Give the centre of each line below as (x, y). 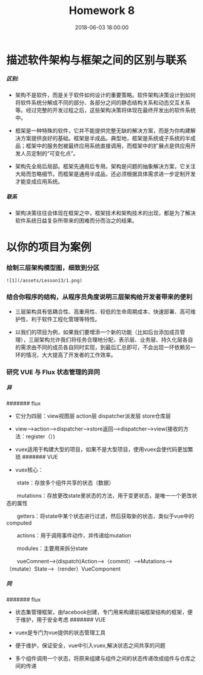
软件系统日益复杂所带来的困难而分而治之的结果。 (76, 220)
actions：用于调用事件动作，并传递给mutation (74, 535)
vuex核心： (29, 470)
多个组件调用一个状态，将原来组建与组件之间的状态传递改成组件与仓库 (103, 658)
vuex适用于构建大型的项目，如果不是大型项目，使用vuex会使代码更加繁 (104, 449)
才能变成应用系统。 (39, 181)
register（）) (41, 436)
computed (19, 523)
